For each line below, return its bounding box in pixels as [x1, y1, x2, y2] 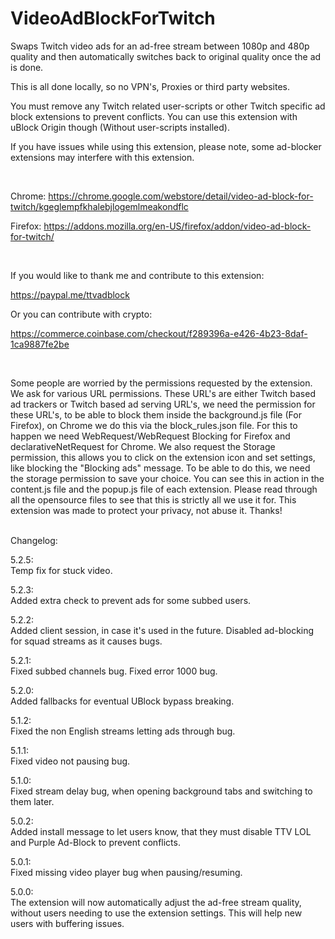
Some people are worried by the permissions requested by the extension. [10, 377, 313, 389]
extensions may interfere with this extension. [10, 151, 195, 163]
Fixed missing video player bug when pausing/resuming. [10, 866, 243, 878]
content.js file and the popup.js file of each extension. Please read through [10, 483, 318, 495]
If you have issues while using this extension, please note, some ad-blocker [10, 140, 322, 152]
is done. [10, 61, 44, 73]
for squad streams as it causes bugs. [10, 635, 163, 647]
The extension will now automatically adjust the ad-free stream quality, [10, 896, 302, 908]
